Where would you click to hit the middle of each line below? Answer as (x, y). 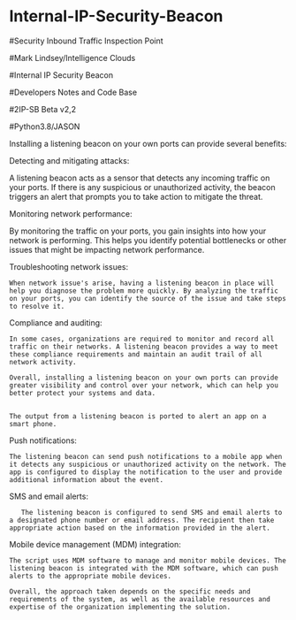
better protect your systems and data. (83, 393)
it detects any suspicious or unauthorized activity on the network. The (148, 464)
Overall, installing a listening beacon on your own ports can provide (144, 378)
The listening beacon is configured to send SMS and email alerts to (152, 512)
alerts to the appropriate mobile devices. (91, 576)
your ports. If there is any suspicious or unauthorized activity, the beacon (142, 187)
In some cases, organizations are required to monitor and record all (142, 339)
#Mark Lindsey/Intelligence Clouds (72, 57)
